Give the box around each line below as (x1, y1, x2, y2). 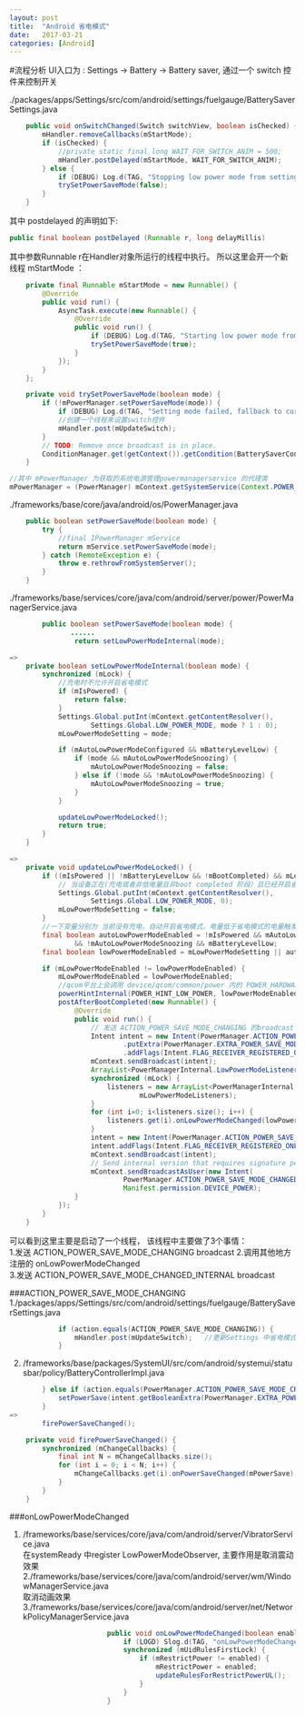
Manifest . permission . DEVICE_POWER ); (123, 1184, 261, 1193)
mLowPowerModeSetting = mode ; (57, 729, 172, 738)
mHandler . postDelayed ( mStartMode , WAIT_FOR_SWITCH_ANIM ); (57, 156, 282, 165)
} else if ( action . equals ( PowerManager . (42, 1385, 197, 1395)
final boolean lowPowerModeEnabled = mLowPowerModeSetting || (42, 947, 282, 956)
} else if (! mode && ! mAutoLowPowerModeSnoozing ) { (74, 771, 274, 780)
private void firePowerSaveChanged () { (25, 1435, 177, 1445)
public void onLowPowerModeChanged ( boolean (106, 1628, 274, 1638)
